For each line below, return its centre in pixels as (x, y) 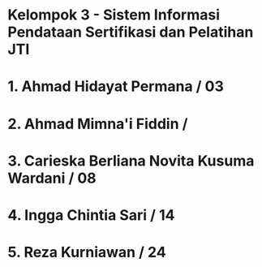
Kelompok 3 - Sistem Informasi (114, 15)
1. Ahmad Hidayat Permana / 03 (116, 86)
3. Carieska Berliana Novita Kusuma (131, 161)
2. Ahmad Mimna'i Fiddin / (98, 124)
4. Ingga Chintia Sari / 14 (91, 215)
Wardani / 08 (52, 178)
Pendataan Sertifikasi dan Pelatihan (131, 32)
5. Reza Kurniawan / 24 (87, 252)
